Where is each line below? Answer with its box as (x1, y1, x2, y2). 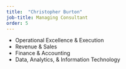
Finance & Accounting (15, 50, 71, 57)
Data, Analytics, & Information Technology (15, 56, 121, 64)
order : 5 (6, 20, 28, 26)
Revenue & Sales (15, 43, 58, 50)
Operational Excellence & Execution (15, 37, 104, 44)
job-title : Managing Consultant (6, 15, 88, 21)
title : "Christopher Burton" (6, 8, 83, 15)
